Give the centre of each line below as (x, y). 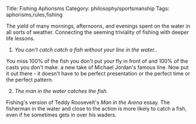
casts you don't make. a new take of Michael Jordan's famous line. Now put (97, 67)
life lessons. (20, 38)
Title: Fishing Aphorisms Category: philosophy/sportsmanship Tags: (88, 8)
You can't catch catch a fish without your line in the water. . (86, 50)
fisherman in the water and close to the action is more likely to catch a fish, (97, 108)
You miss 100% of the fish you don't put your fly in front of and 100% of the (97, 61)
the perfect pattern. (30, 80)
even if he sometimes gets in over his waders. (61, 115)
